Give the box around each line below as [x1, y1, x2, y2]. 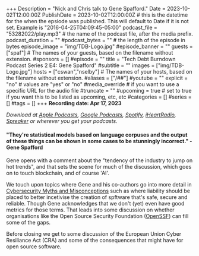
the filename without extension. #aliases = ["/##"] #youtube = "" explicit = [6, 74, 188, 81]
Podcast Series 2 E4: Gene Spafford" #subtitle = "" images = [6, 62, 155, 69]
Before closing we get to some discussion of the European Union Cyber [6, 230, 182, 238]
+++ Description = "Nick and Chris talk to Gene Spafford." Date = [6, 5, 166, 12]
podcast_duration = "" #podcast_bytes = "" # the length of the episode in [6, 37, 186, 43]
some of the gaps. [6, 219, 51, 226]
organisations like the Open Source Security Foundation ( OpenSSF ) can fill [6, 213, 189, 220]
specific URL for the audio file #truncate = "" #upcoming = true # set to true [6, 87, 192, 94]
